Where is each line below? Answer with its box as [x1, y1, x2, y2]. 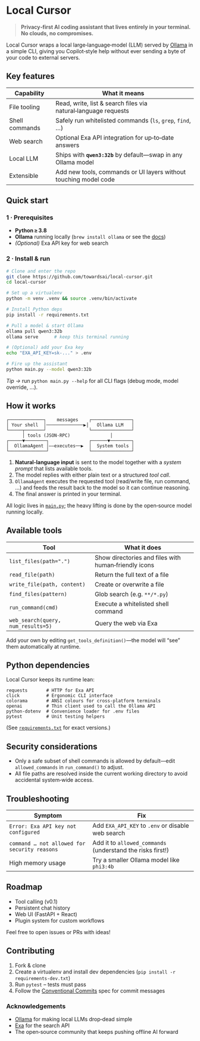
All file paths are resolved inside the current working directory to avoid [14, 770, 188, 777]
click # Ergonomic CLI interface [6, 693, 113, 699]
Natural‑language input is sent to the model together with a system [14, 458, 182, 466]
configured [9, 829, 40, 836]
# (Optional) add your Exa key [6, 345, 84, 351]
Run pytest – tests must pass [14, 981, 86, 988]
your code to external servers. [6, 54, 80, 61]
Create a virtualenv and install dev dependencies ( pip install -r [14, 968, 176, 975]
